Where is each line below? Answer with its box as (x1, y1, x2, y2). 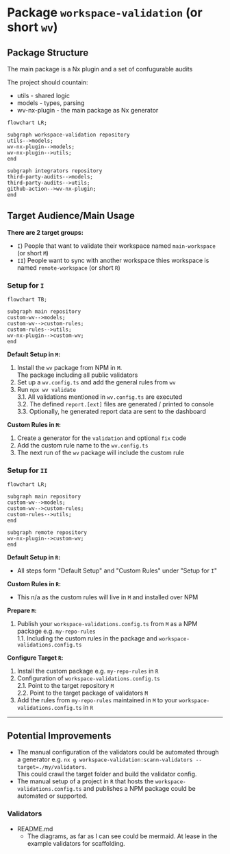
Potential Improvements (7, 730, 112, 741)
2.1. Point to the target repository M (16, 682, 114, 690)
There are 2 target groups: (7, 228, 84, 236)
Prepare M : (7, 606, 37, 615)
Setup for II (7, 465, 48, 475)
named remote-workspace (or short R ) (16, 263, 121, 272)
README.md (16, 824, 53, 833)
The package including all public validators (16, 371, 138, 379)
